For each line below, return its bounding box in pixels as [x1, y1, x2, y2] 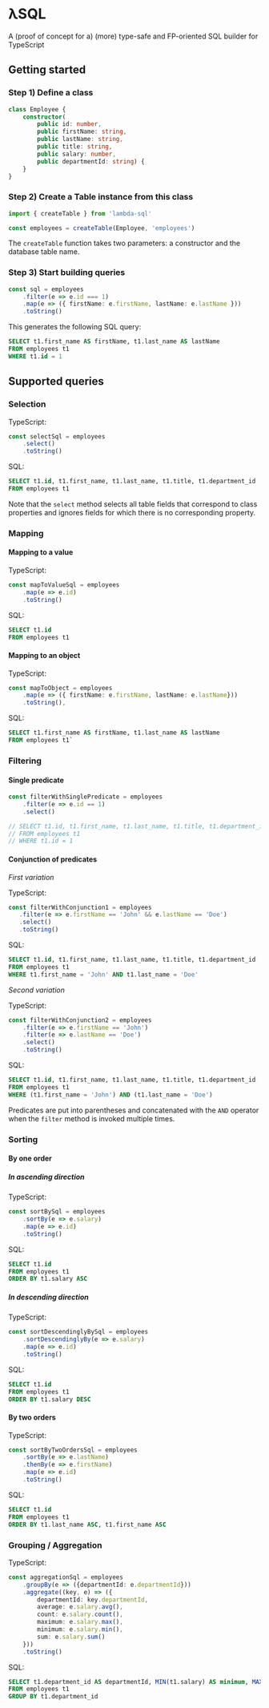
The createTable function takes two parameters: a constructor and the [8, 238, 241, 248]
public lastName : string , [37, 135, 124, 143]
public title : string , [37, 143, 113, 151]
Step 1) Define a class [8, 87, 94, 99]
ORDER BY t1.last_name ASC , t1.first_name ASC [8, 1520, 167, 1528]
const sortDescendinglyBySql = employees [8, 1328, 149, 1336]
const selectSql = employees [8, 432, 106, 441]
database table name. [8, 247, 80, 256]
